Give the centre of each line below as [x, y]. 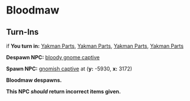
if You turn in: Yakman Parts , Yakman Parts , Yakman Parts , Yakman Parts [95, 46]
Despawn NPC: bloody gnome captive [53, 57]
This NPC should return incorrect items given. [63, 91]
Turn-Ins [22, 32]
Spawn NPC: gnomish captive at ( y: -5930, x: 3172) [69, 69]
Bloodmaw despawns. [34, 80]
